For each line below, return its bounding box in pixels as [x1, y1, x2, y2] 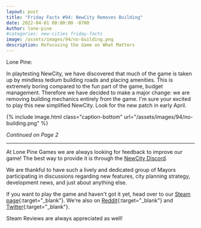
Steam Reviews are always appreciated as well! [6, 214, 123, 221]
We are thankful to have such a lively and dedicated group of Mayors [6, 166, 176, 173]
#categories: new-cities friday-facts [6, 31, 103, 37]
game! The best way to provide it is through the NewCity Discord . [6, 155, 167, 162]
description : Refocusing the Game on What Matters [6, 42, 135, 48]
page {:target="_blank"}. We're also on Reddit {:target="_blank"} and [6, 196, 173, 204]
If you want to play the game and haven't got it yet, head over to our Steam [6, 190, 191, 198]
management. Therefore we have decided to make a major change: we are [6, 89, 190, 96]
